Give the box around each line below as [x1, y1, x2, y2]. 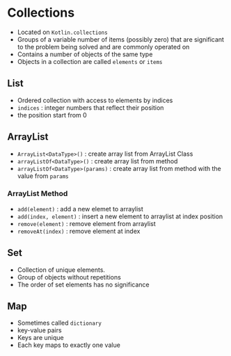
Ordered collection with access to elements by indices [17, 96, 173, 104]
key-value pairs [17, 326, 62, 334]
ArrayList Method [7, 189, 68, 199]
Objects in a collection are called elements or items [17, 57, 163, 65]
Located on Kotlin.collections [17, 28, 108, 36]
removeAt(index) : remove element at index [17, 227, 141, 235]
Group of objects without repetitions [17, 273, 122, 281]
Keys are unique [17, 334, 64, 342]
